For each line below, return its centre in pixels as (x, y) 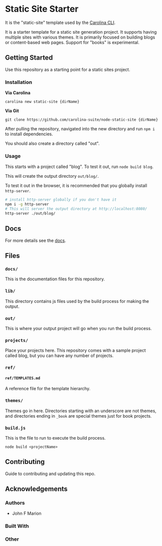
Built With (17, 526)
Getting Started (29, 58)
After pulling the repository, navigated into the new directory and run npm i (80, 129)
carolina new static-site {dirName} (42, 102)
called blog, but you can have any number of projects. (59, 356)
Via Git (12, 111)
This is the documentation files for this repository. (55, 279)
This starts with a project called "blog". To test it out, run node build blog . (79, 167)
